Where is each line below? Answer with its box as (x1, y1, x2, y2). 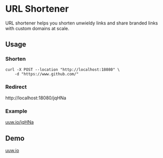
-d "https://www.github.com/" (14, 71, 79, 76)
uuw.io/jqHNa (5, 119, 34, 125)
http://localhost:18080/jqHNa (5, 95, 66, 101)
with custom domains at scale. (5, 25, 69, 31)
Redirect (5, 83, 27, 90)
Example (5, 108, 28, 115)
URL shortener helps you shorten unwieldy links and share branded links (5, 20, 158, 26)
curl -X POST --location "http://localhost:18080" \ (5, 67, 120, 72)
